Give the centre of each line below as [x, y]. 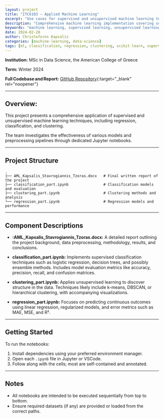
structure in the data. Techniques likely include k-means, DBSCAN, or [82, 287]
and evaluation [20, 189]
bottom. [20, 400]
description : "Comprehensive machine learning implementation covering [79, 23]
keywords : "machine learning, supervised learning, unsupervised [73, 28]
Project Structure [32, 160]
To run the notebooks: [27, 344]
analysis [14, 198]
